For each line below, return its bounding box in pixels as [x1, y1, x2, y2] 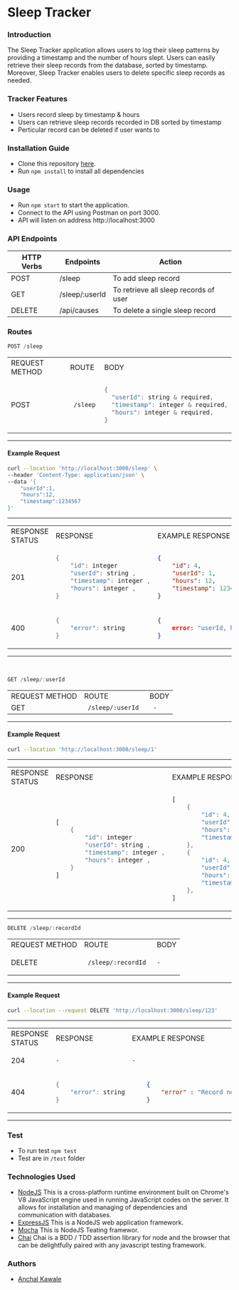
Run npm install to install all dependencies [17, 167, 144, 175]
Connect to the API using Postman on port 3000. [17, 208, 161, 217]
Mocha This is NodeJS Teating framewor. [17, 1226, 139, 1234]
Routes [7, 326, 33, 336]
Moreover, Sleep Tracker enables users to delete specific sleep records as [7, 68, 225, 77]
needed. [7, 76, 32, 85]
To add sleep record [112, 273, 180, 283]
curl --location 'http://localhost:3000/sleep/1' [7, 746, 158, 753]
